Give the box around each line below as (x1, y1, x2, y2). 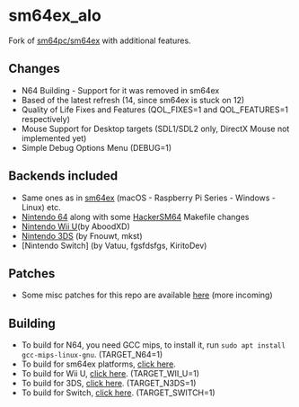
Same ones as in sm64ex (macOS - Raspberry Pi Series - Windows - (21, 192, 276, 203)
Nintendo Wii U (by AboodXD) (21, 221, 131, 232)
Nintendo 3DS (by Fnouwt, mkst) (21, 230, 143, 241)
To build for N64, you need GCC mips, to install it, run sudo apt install (21, 340, 286, 350)
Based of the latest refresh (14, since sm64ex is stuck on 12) (21, 94, 245, 105)
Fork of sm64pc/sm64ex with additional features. (8, 35, 191, 46)
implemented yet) (21, 132, 87, 144)
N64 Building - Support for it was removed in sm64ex (21, 84, 220, 95)
